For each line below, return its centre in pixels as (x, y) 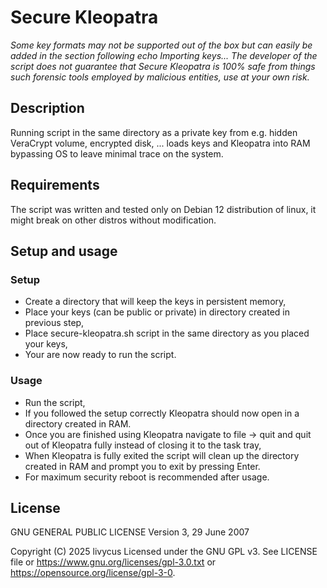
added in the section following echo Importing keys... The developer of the (164, 55)
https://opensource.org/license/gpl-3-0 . (93, 573)
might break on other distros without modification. (113, 220)
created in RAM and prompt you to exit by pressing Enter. (142, 466)
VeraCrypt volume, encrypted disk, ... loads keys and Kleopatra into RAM (160, 143)
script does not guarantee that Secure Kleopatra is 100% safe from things (163, 66)
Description (47, 108)
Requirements (55, 185)
